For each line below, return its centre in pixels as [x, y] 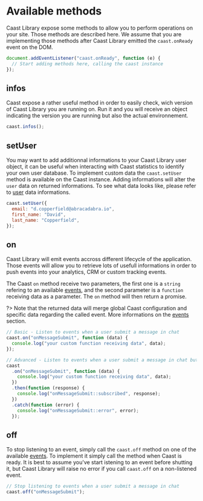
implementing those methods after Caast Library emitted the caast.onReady [100, 40]
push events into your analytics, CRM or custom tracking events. [87, 272]
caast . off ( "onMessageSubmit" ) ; [46, 492]
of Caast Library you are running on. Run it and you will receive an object [97, 109]
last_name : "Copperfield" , [46, 220]
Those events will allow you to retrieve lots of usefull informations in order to [101, 266]
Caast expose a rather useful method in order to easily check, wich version [100, 103]
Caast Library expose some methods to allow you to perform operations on [100, 28]
